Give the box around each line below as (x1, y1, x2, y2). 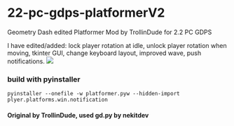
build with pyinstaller (7, 74, 81, 84)
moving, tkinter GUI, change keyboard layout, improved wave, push (7, 49, 202, 57)
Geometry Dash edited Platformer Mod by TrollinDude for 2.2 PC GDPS (7, 28, 212, 36)
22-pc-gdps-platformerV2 (7, 5, 165, 21)
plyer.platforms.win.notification (7, 96, 109, 104)
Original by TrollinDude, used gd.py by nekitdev (7, 111, 149, 119)
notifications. (7, 57, 46, 65)
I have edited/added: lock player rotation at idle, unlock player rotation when (7, 41, 227, 49)
